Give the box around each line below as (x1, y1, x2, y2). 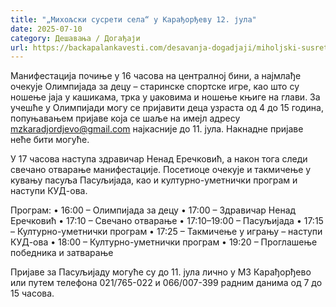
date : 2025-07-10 (10, 24, 83, 34)
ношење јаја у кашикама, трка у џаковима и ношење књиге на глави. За (10, 91, 321, 103)
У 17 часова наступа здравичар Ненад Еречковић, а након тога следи (10, 153, 308, 165)
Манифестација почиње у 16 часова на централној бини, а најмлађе (10, 70, 302, 82)
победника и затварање (10, 247, 114, 259)
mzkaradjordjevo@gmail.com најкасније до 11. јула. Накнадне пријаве (10, 123, 304, 135)
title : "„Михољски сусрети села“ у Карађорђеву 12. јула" (10, 14, 257, 25)
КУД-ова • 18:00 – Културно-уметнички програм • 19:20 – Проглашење (10, 236, 318, 248)
